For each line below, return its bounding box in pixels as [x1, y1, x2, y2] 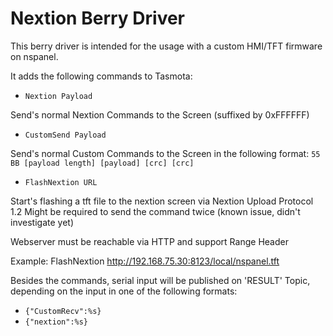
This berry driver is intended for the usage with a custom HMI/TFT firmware [10, 40, 323, 52]
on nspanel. [10, 50, 59, 62]
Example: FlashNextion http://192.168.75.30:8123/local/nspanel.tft [10, 255, 280, 267]
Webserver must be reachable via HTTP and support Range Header [10, 235, 289, 247]
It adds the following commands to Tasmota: [10, 70, 193, 82]
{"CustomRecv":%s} [24, 306, 102, 316]
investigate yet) [10, 216, 75, 228]
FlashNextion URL [24, 177, 98, 187]
